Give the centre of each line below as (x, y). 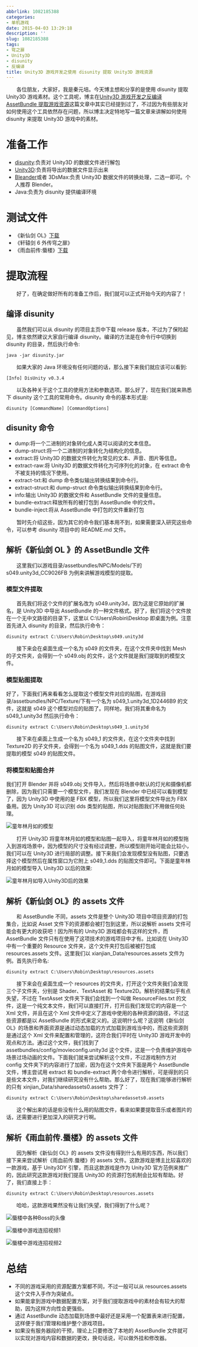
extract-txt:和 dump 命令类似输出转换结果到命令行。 (78, 480)
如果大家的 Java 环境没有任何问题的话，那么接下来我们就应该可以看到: (102, 367)
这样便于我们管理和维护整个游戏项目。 (61, 1323)
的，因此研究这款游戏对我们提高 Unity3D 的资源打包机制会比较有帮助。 (92, 1175)
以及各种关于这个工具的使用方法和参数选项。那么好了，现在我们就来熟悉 (104, 389)
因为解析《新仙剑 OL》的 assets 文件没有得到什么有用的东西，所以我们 (103, 1153)
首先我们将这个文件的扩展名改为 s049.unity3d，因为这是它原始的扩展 (100, 603)
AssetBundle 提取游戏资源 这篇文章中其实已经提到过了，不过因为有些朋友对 (97, 104)
